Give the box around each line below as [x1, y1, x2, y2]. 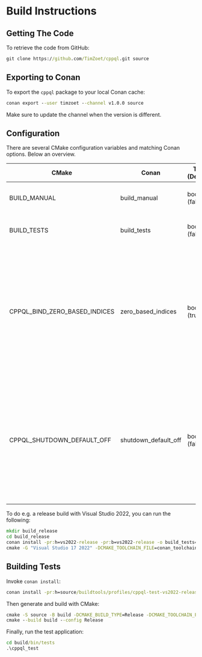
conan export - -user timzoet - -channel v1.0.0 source [6, 100, 144, 106]
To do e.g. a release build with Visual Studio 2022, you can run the [6, 510, 171, 517]
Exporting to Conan [6, 72, 81, 82]
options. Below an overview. [6, 150, 76, 158]
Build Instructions [6, 4, 97, 18]
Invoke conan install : [6, 578, 61, 585]
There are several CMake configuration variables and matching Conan [6, 144, 180, 152]
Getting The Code [6, 28, 74, 39]
